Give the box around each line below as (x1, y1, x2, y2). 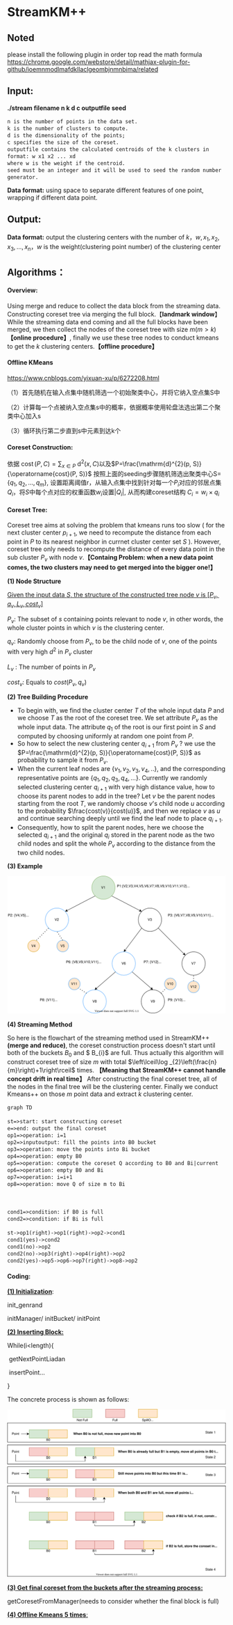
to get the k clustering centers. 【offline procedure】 (7, 342, 158, 350)
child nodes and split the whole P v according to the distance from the (17, 839, 216, 850)
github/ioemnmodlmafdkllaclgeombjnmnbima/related (7, 65, 158, 73)
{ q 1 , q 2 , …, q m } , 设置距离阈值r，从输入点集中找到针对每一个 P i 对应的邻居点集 (7, 478, 222, 488)
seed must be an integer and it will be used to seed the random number (7, 166, 222, 174)
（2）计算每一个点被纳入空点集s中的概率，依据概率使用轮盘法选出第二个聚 (7, 403, 221, 411)
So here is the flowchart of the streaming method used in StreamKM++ (7, 1034, 210, 1043)
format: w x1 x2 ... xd (7, 152, 76, 160)
